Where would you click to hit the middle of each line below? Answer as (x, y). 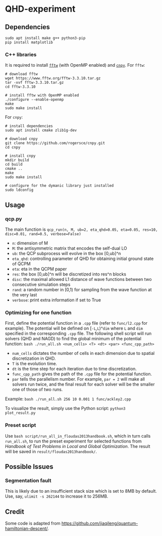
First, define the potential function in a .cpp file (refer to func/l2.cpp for (76, 323)
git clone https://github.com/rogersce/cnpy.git (55, 143)
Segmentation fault (28, 481)
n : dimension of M (30, 243)
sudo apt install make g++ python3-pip (45, 38)
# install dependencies (29, 126)
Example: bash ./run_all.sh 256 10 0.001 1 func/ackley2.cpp (68, 399)
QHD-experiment (40, 9)
